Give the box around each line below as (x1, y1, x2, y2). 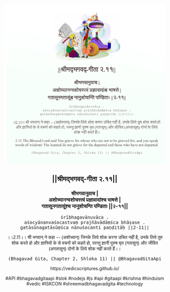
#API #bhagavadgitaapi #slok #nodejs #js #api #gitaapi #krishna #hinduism (5, 275, 164, 281)
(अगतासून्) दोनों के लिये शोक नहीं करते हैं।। (48, 246, 122, 252)
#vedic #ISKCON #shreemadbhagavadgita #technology (26, 280, 143, 286)
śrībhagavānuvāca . (60, 214, 109, 220)
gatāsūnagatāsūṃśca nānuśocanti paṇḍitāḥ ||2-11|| (20, 224, 150, 230)
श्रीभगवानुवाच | (71, 190, 99, 197)
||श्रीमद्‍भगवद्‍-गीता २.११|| (52, 175, 118, 183)
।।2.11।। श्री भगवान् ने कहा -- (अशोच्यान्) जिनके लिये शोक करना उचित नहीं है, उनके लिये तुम (7, 234, 163, 240)
